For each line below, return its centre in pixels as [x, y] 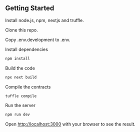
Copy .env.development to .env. [38, 39]
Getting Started [30, 8]
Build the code [20, 68]
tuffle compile [21, 96]
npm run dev [17, 114]
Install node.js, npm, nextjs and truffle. [44, 20]
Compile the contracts [28, 86]
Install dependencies [27, 49]
